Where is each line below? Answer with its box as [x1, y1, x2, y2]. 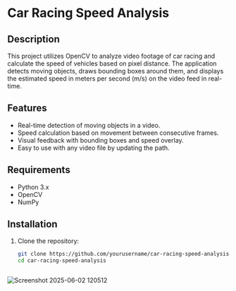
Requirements [7, 164, 70, 176]
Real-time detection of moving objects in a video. [17, 121, 161, 129]
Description [7, 33, 60, 45]
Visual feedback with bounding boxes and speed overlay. [17, 136, 185, 144]
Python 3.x [17, 182, 49, 191]
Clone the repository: [17, 237, 80, 245]
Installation [7, 218, 58, 230]
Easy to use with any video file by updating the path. [17, 143, 170, 152]
